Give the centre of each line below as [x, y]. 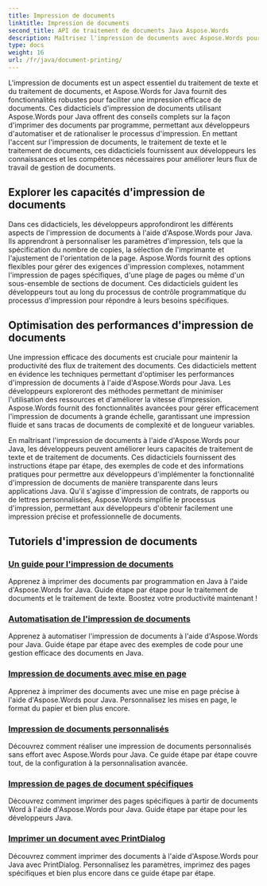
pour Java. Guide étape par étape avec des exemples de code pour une [126, 645]
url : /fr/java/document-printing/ [66, 61]
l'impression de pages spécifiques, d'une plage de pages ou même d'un [126, 275]
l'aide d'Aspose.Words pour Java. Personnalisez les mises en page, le [122, 700]
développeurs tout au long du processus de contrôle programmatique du [127, 292]
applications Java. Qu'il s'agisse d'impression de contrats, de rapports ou [129, 491]
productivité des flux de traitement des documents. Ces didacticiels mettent [132, 365]
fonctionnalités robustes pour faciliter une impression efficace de [115, 100]
